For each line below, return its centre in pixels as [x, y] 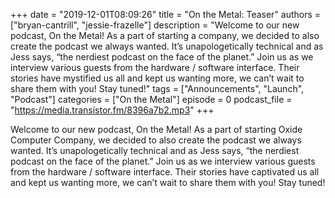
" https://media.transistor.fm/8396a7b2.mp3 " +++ [112, 110]
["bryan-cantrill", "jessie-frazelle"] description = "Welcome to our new [155, 25]
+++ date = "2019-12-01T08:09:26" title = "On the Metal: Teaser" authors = [166, 14]
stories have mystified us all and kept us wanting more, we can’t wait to [157, 78]
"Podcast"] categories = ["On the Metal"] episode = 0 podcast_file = [151, 99]
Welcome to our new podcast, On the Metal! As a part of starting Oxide [156, 129]
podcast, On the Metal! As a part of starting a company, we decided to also [165, 35]
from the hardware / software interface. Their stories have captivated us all [165, 172]
